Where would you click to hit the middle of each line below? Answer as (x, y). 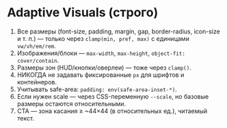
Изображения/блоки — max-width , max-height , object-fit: (101, 53)
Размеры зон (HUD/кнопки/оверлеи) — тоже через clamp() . (104, 67)
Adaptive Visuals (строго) (83, 13)
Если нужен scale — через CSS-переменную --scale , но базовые (113, 96)
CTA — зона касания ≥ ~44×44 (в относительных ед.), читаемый (112, 111)
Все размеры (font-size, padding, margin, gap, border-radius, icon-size (118, 31)
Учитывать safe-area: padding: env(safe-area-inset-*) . (97, 89)
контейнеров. (37, 82)
